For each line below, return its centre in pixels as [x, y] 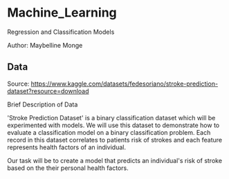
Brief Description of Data [43, 104]
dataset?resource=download [48, 91]
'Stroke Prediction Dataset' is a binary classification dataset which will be [111, 117]
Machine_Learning [62, 13]
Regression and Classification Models [61, 32]
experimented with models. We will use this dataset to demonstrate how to [113, 125]
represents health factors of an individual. [67, 147]
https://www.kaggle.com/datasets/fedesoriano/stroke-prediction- [125, 84]
